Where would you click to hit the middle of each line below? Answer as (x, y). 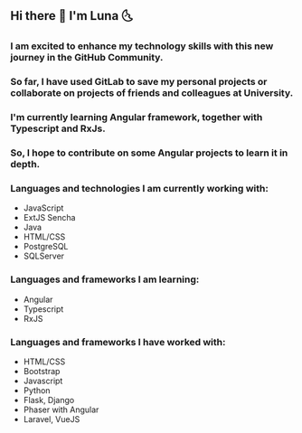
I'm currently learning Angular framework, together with (137, 118)
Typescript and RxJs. (58, 128)
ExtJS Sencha (49, 218)
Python (37, 390)
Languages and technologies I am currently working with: (140, 188)
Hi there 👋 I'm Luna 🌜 (72, 16)
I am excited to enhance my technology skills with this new (142, 46)
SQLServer (44, 256)
